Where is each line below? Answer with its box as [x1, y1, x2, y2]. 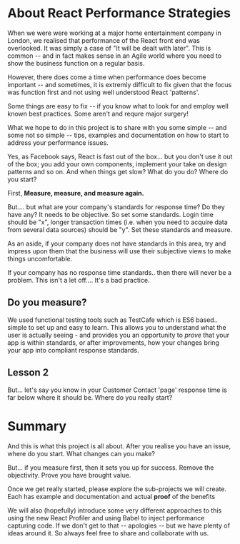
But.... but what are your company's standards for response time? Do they [7, 202, 225, 211]
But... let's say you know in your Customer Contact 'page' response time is [7, 386, 227, 394]
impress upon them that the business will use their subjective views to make [7, 246, 231, 255]
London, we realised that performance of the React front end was [7, 36, 200, 44]
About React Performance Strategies [7, 5, 231, 21]
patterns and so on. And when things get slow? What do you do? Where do [7, 167, 229, 176]
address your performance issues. [7, 138, 109, 147]
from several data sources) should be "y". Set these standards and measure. [7, 225, 233, 233]
